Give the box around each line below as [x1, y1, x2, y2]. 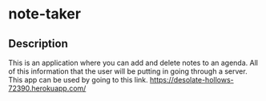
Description [8, 37, 68, 50]
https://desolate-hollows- [149, 75, 234, 84]
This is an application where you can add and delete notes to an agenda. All [8, 58, 259, 67]
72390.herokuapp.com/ [8, 83, 87, 93]
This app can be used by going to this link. [8, 75, 148, 84]
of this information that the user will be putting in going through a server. [8, 67, 248, 76]
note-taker [8, 5, 82, 23]
